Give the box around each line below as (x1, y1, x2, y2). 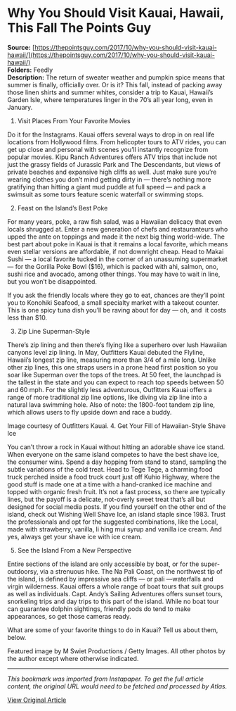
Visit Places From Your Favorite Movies (17, 116, 131, 125)
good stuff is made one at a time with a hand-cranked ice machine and (7, 480, 212, 489)
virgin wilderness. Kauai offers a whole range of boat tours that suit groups (7, 582, 224, 591)
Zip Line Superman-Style (17, 327, 90, 335)
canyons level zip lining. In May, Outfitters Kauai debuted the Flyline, (7, 348, 205, 356)
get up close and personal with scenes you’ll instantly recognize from (7, 145, 209, 153)
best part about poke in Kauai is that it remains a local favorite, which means (7, 239, 228, 248)
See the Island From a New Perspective (17, 546, 132, 554)
